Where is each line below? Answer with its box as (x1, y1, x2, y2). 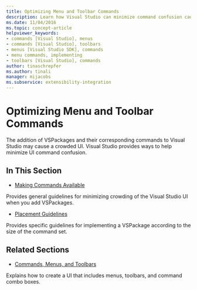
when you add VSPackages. (6, 199, 74, 206)
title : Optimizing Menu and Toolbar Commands (6, 8, 119, 15)
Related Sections (6, 245, 69, 255)
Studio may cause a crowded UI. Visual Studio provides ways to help (6, 142, 172, 149)
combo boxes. (6, 278, 41, 285)
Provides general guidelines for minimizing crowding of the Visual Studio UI (6, 193, 188, 200)
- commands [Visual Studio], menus (6, 36, 93, 42)
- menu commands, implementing (6, 52, 83, 58)
